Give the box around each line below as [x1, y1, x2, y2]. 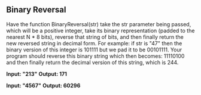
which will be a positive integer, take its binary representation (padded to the [6, 27, 195, 34]
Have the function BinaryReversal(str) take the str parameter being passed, [6, 20, 191, 27]
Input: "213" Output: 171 [6, 70, 68, 77]
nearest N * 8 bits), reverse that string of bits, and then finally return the [6, 33, 184, 41]
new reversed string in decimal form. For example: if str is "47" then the [6, 39, 182, 47]
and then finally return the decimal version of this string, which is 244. [6, 59, 179, 66]
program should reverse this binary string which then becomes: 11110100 [6, 52, 185, 59]
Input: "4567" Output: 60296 [6, 82, 81, 89]
